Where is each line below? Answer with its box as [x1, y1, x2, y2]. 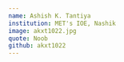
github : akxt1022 [8, 42, 66, 50]
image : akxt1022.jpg [8, 27, 78, 35]
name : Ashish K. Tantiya [8, 11, 91, 20]
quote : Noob [8, 34, 48, 43]
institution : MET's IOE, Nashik [8, 19, 116, 27]
